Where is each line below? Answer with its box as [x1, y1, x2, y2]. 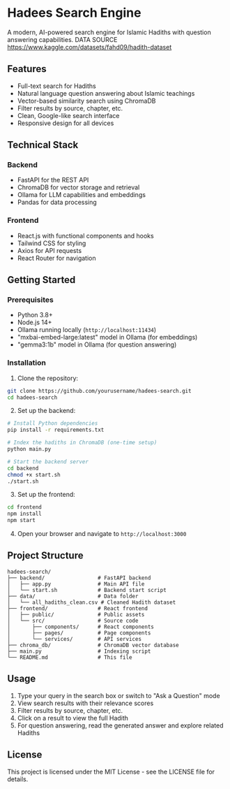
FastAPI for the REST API [17, 176, 89, 184]
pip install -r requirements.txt [7, 426, 105, 434]
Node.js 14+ [17, 318, 52, 326]
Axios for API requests [17, 246, 82, 254]
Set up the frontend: [17, 491, 75, 499]
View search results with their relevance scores [17, 699, 154, 707]
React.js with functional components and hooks [17, 231, 155, 240]
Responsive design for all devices [17, 119, 114, 127]
